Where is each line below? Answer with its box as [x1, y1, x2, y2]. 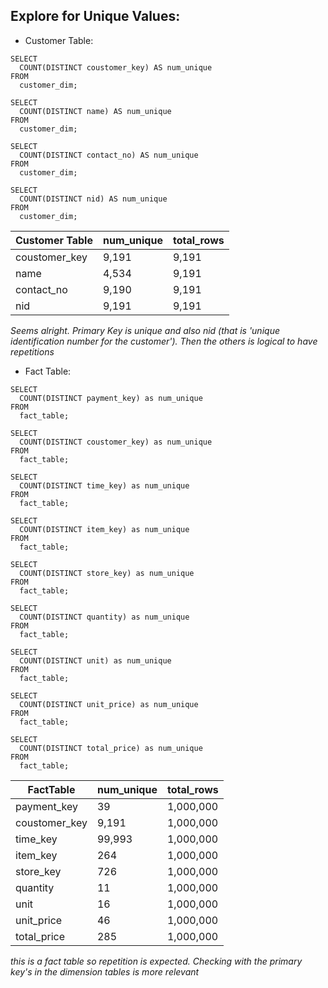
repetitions [10, 345, 55, 358]
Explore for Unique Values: [10, 8, 181, 25]
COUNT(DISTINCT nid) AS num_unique [19, 194, 168, 204]
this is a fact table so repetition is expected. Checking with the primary [10, 955, 303, 967]
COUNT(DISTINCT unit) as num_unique [19, 655, 172, 666]
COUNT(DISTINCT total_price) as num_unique [19, 743, 203, 753]
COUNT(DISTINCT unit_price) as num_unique [19, 699, 199, 709]
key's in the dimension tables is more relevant [10, 965, 200, 978]
